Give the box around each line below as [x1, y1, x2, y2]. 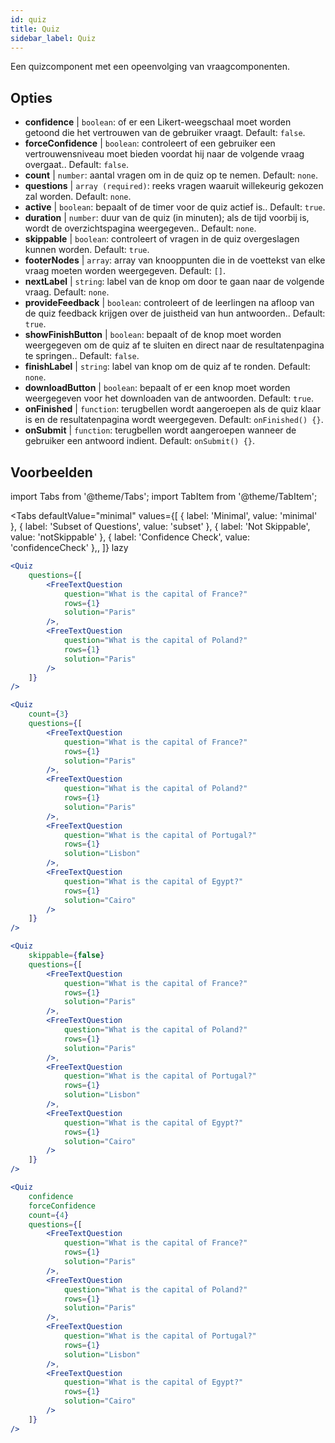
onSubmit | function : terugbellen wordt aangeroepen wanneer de [24, 424, 297, 436]
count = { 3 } [28, 709, 70, 720]
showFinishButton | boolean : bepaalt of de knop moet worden [24, 329, 282, 341]
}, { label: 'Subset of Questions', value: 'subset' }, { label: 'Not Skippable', [10, 521, 311, 532]
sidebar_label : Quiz [10, 33, 97, 43]
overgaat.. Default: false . [24, 159, 129, 171]
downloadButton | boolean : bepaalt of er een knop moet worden [24, 382, 291, 394]
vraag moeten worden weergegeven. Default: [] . [24, 265, 227, 277]
